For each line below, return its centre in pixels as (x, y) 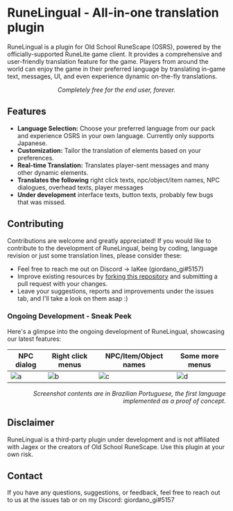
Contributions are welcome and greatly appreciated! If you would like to (109, 240)
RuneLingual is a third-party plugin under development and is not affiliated (113, 439)
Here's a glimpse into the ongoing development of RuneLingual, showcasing (116, 331)
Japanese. (32, 143)
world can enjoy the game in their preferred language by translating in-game (116, 69)
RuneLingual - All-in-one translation (113, 13)
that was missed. (41, 202)
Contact (25, 476)
